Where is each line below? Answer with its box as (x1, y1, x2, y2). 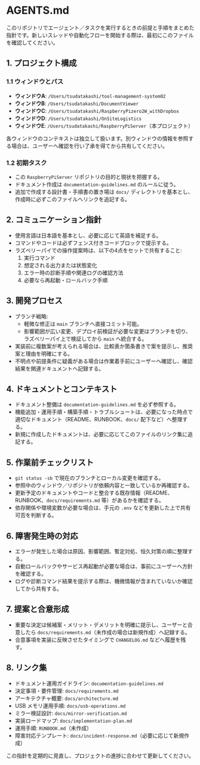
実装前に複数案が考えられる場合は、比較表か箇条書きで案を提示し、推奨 (14, 343, 193, 350)
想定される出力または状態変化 (23, 261, 97, 269)
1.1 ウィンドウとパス (6, 78, 64, 86)
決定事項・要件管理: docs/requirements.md (14, 687, 119, 694)
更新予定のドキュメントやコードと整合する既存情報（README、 (14, 489, 173, 496)
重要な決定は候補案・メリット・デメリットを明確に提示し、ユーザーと (14, 621, 188, 628)
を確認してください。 (6, 39, 59, 46)
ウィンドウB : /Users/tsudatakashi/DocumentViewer (14, 100, 139, 107)
